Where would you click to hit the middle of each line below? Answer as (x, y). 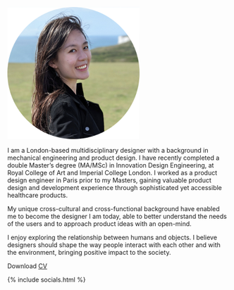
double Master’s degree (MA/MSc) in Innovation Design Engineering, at (111, 165)
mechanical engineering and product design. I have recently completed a (113, 158)
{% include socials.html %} (47, 279)
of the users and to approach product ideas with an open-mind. (99, 224)
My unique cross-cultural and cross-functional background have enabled (113, 209)
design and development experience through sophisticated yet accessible (115, 188)
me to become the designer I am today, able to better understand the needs (117, 216)
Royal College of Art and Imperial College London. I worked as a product (112, 173)
